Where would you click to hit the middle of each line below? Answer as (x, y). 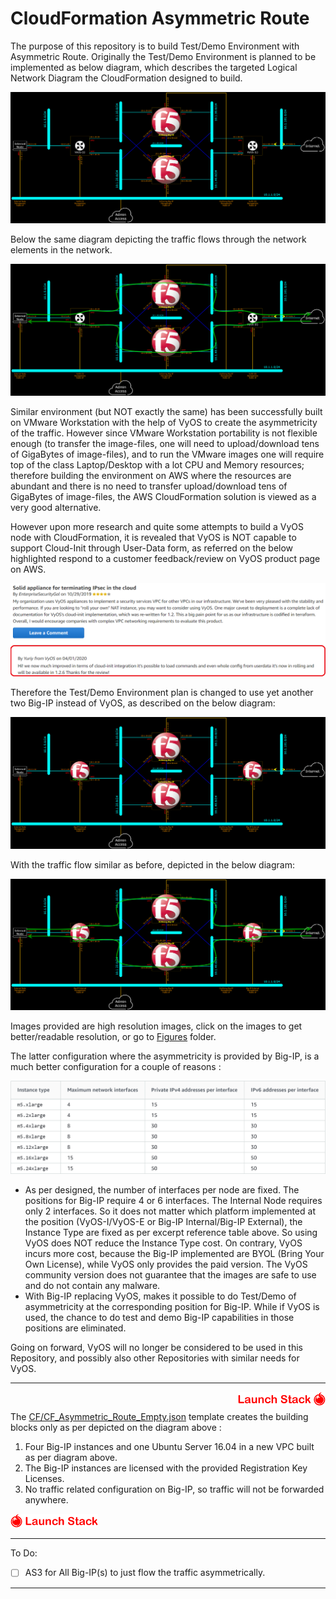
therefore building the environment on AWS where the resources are (151, 475)
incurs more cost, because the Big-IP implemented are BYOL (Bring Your (174, 1254)
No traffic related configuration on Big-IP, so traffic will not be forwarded (174, 1489)
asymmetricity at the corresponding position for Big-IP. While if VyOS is (172, 1307)
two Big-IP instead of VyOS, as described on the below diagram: (143, 703)
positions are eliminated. (75, 1328)
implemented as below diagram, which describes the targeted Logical (154, 67)
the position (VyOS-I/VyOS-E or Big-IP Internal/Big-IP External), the (163, 1222)
